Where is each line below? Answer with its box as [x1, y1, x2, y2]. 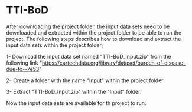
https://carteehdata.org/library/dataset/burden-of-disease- [41, 59, 186, 66]
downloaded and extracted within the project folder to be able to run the [6, 29, 182, 36]
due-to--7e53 [6, 65, 40, 72]
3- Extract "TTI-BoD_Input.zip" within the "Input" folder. [6, 88, 142, 95]
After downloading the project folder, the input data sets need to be [6, 23, 170, 30]
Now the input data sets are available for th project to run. [6, 99, 147, 106]
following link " [6, 59, 43, 66]
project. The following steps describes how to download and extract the [6, 35, 181, 42]
